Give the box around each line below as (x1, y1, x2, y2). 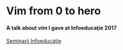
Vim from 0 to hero (6, 4, 102, 18)
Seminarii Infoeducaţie (6, 37, 61, 45)
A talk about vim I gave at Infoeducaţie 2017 (6, 24, 117, 31)
